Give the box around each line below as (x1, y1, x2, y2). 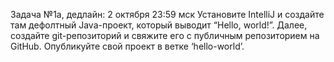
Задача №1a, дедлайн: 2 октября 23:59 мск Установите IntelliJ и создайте (10, 9, 325, 20)
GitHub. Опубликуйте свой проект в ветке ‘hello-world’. (10, 40, 245, 52)
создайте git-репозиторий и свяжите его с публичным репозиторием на (10, 30, 320, 41)
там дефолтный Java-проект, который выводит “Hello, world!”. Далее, (10, 19, 308, 31)
